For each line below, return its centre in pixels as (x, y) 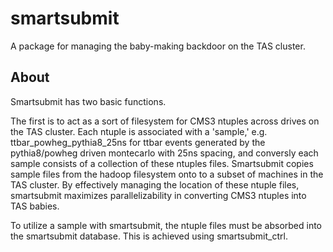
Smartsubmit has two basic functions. (88, 101)
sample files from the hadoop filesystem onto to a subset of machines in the (167, 174)
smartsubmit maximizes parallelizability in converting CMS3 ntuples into (158, 195)
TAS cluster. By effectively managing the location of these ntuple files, (155, 184)
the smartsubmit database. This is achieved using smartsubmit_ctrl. (149, 236)
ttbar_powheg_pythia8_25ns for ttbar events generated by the (138, 142)
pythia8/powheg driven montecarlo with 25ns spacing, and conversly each (164, 153)
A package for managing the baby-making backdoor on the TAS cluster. (158, 46)
